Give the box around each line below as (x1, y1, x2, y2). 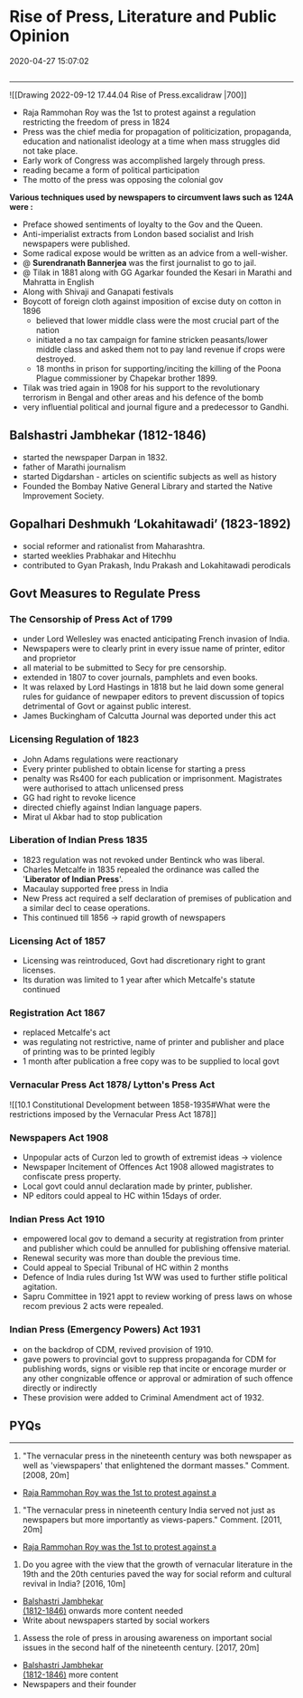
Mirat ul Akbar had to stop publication (22, 811, 163, 822)
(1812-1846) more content (22, 1669, 119, 1680)
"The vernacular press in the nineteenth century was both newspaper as (22, 1450, 292, 1462)
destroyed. (35, 353, 77, 364)
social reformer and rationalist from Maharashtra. (22, 540, 206, 551)
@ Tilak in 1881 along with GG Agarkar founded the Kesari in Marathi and (22, 267, 293, 278)
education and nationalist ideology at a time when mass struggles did (22, 136, 280, 147)
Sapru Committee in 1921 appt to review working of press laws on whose (22, 1291, 293, 1302)
